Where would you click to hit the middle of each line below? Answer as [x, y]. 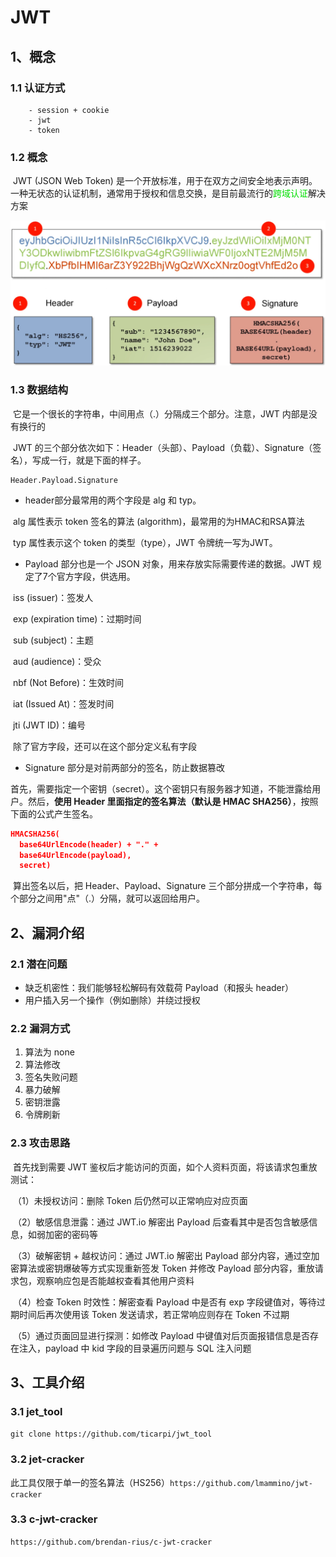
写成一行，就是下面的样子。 [89, 460]
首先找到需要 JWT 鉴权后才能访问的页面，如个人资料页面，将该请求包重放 [165, 1167]
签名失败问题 [51, 1077]
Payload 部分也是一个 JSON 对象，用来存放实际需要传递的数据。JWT [167, 563]
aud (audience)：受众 [57, 661]
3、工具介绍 [47, 1382]
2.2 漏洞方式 [40, 1028]
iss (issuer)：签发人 [53, 597]
